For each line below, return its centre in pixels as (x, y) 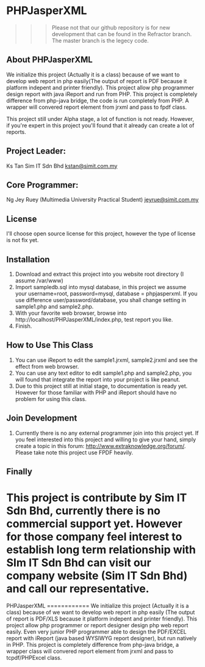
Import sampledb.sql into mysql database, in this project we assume (101, 287)
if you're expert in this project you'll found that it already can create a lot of (100, 125)
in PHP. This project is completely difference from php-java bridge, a (92, 644)
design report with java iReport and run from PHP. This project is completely (102, 94)
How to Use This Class (50, 345)
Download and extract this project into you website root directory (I (99, 274)
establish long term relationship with (101, 550)
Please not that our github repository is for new (111, 28)
